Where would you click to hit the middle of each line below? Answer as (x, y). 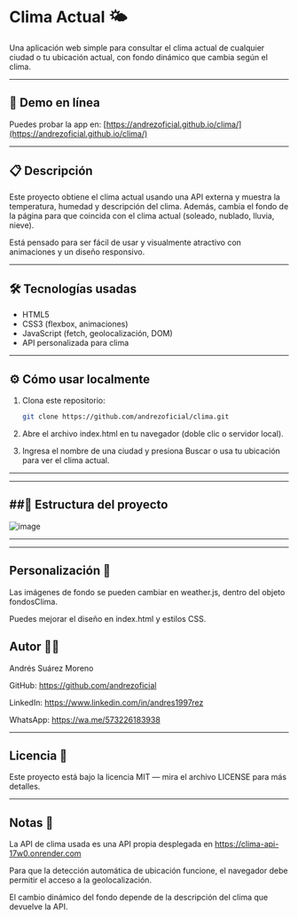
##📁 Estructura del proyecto (89, 505)
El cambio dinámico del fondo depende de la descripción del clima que (139, 898)
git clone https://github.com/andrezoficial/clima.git (125, 417)
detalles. (25, 787)
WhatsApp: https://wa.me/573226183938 (85, 719)
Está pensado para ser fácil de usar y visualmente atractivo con (125, 242)
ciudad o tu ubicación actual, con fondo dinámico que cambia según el (139, 57)
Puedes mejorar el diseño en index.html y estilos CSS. (108, 618)
